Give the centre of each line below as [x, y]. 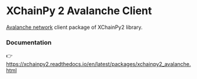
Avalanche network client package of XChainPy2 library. [74, 27]
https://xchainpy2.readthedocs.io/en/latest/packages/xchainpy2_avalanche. [98, 64]
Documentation [29, 42]
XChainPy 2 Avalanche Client [79, 11]
